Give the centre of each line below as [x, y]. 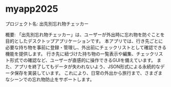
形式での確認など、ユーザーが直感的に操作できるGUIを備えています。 [83, 60]
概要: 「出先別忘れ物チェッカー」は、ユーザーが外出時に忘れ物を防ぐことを [85, 34]
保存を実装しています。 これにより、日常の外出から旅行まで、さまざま [88, 73]
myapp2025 [32, 9]
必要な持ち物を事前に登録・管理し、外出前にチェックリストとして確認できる [86, 47]
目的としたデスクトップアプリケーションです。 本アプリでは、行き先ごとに [84, 41]
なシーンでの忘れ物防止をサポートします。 [50, 79]
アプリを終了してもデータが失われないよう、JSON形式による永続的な [87, 67]
